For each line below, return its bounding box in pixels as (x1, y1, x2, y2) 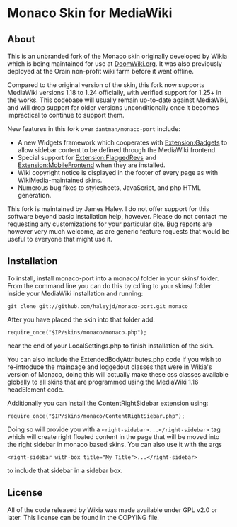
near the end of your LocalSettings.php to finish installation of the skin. (7, 341, 214, 350)
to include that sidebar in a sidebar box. (7, 466, 123, 475)
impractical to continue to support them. (7, 111, 125, 119)
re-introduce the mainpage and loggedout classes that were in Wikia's (7, 363, 212, 371)
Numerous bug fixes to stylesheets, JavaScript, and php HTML (17, 183, 202, 192)
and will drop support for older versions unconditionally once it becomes (7, 103, 219, 111)
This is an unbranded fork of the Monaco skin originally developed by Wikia (7, 52, 228, 60)
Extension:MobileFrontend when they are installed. (17, 161, 166, 169)
